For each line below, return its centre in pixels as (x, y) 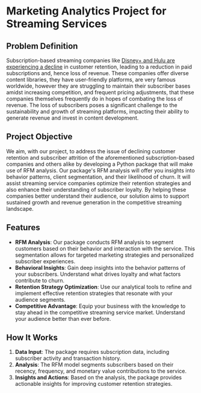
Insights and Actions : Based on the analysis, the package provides (98, 377)
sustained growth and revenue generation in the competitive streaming (94, 202)
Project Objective (39, 137)
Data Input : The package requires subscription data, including (92, 352)
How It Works (32, 338)
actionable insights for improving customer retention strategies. (94, 384)
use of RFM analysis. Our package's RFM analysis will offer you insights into (100, 170)
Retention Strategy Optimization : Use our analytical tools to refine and (103, 287)
